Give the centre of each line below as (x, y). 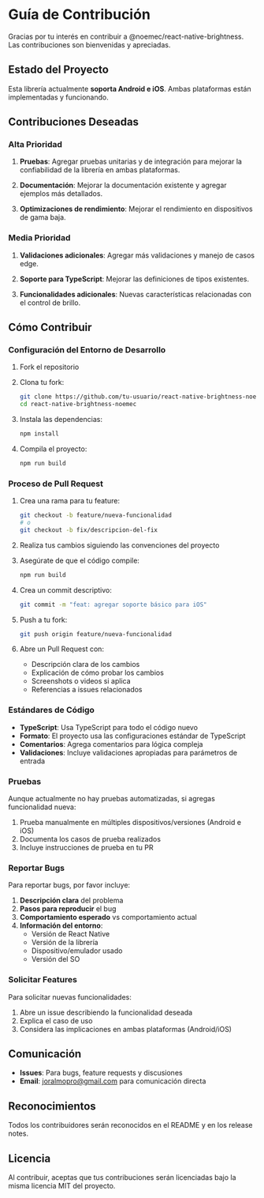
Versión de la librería (65, 943)
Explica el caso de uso (56, 1020)
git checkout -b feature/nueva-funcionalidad (95, 515)
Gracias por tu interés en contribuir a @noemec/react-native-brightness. (126, 36)
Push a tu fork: (43, 620)
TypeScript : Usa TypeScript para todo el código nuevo (109, 727)
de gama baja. (43, 217)
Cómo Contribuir (50, 328)
